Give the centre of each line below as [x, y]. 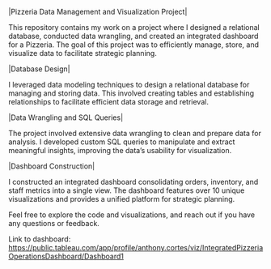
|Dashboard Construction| [52, 166]
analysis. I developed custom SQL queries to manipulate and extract [122, 142]
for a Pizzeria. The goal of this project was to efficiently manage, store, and [133, 45]
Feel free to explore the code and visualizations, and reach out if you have [132, 215]
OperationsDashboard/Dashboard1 [66, 256]
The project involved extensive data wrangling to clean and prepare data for [135, 133]
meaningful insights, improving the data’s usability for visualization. [120, 150]
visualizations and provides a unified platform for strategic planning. [122, 199]
